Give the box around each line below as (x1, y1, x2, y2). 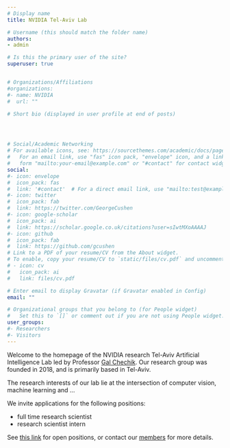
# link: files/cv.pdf (7, 275, 75, 282)
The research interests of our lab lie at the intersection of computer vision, (7, 379, 217, 387)
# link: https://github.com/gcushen (7, 243, 115, 250)
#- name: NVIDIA (7, 91, 53, 98)
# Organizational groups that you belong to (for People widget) (7, 306, 197, 313)
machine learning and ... (7, 385, 75, 394)
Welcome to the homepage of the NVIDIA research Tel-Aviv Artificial (7, 350, 200, 359)
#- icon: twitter (7, 192, 57, 199)
